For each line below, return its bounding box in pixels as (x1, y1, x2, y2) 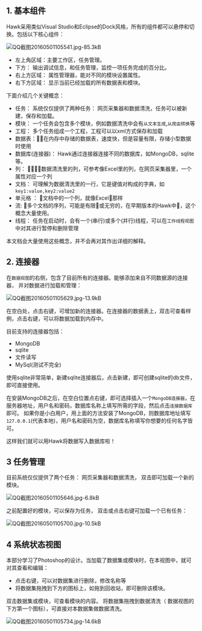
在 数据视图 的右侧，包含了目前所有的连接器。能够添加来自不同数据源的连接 (6, 274, 188, 281)
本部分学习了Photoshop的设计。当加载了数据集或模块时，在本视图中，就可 (6, 557, 192, 564)
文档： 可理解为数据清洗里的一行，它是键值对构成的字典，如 (14, 180, 165, 188)
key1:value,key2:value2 (14, 188, 75, 194)
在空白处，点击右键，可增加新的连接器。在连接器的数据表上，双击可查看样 (6, 307, 191, 315)
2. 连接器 (6, 257, 40, 267)
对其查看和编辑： (6, 564, 49, 572)
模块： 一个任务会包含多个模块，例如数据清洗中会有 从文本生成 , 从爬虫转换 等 (14, 120, 195, 127)
